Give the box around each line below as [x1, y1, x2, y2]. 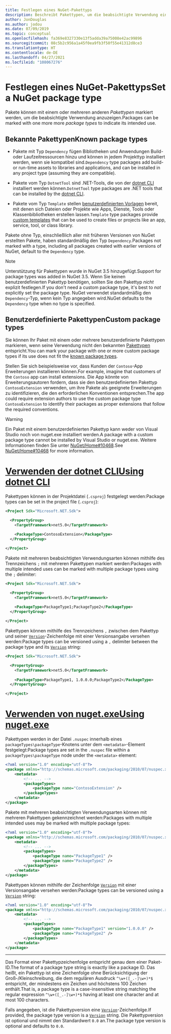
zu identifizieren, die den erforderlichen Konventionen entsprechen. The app [5, 390, 164, 396]
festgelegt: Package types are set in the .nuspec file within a [5, 747, 130, 753]
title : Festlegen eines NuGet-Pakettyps [5, 7, 93, 13]
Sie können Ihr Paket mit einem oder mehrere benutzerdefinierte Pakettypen [5, 337, 165, 343]
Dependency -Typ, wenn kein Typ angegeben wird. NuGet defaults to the [5, 295, 153, 301]
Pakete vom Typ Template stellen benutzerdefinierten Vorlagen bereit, [12, 201, 159, 206]
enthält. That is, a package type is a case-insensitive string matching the [5, 986, 156, 992]
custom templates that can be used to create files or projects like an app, [12, 217, 166, 223]
